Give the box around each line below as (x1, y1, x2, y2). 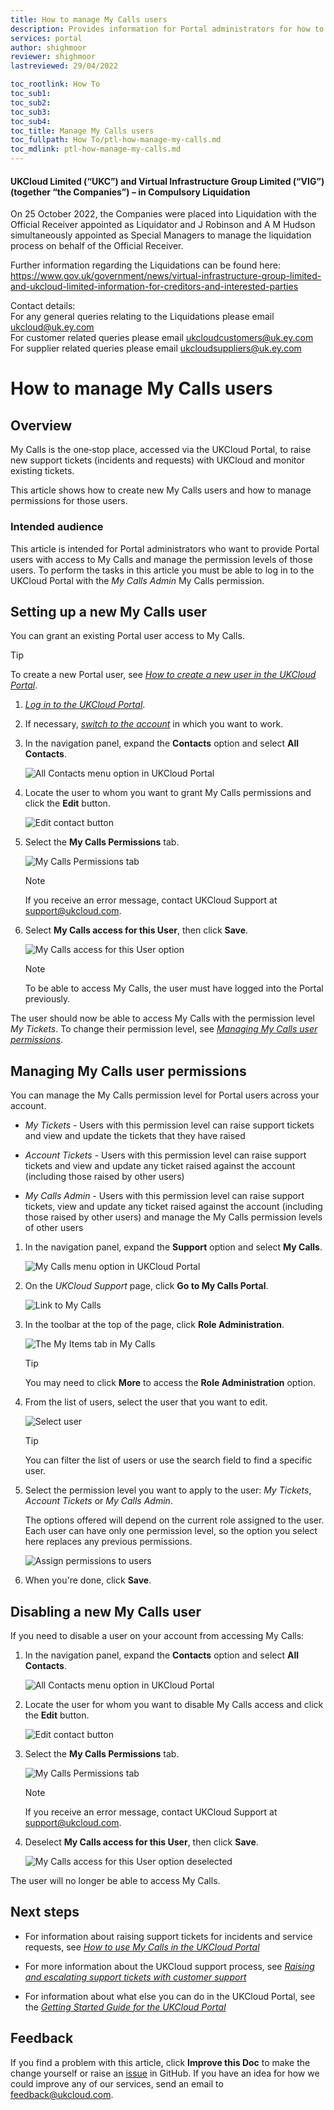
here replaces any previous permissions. (24, 1536, 193, 1548)
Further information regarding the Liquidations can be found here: (10, 259, 281, 271)
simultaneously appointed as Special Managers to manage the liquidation (10, 229, 312, 241)
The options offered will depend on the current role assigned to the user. (24, 1514, 325, 1526)
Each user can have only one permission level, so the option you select (24, 1525, 318, 1537)
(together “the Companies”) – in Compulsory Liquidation (10, 186, 251, 198)
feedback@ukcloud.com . (10, 2088, 114, 2100)
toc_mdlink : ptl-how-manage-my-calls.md (10, 144, 182, 155)
